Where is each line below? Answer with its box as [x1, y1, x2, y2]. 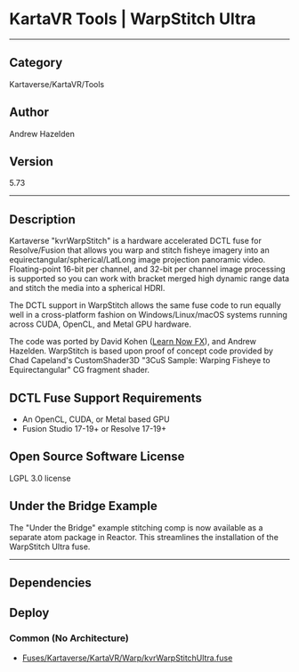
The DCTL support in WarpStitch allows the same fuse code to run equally [9, 300, 282, 311]
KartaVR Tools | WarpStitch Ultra [9, 9, 256, 29]
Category [9, 55, 63, 70]
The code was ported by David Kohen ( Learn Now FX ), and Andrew [9, 336, 256, 347]
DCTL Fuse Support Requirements [9, 390, 202, 405]
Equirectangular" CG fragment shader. [9, 365, 149, 376]
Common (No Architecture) [9, 632, 129, 644]
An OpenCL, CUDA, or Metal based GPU [21, 414, 171, 425]
